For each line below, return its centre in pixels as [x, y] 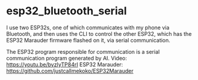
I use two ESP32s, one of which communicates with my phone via [88, 27]
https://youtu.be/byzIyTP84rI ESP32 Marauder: [65, 64]
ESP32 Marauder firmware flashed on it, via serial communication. [88, 40]
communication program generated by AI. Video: [67, 58]
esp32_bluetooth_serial [67, 11]
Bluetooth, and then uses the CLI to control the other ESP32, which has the [99, 33]
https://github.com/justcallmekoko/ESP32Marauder [70, 70]
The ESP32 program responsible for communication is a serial [83, 51]
